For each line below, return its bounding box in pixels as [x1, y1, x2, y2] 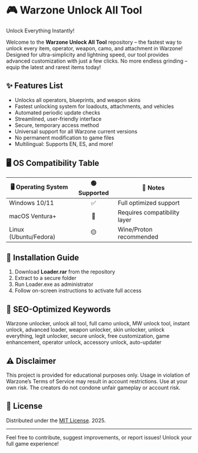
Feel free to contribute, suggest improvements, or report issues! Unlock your [6, 434, 193, 441]
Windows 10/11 [9, 198, 54, 207]
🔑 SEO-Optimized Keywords [6, 304, 111, 314]
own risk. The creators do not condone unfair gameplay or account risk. [6, 384, 181, 391]
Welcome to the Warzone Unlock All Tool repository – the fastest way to [6, 38, 182, 45]
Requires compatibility [117, 208, 180, 216]
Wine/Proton [117, 225, 153, 233]
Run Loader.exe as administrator [14, 281, 94, 288]
